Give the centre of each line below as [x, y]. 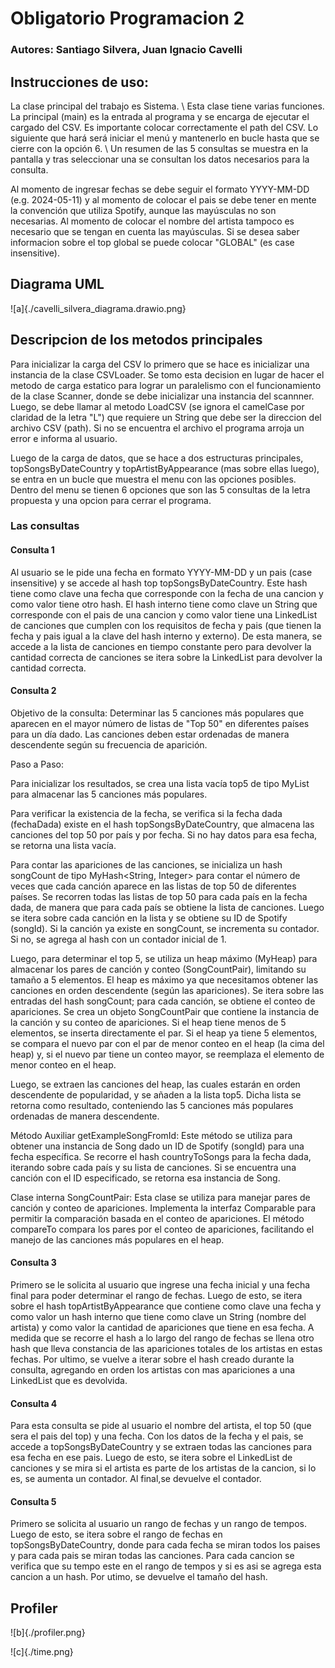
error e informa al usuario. [64, 438]
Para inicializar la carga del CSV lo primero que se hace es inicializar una [160, 364]
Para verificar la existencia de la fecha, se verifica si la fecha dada [146, 813]
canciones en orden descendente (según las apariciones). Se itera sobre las [167, 990]
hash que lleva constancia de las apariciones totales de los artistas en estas [166, 1349]
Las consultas [45, 526]
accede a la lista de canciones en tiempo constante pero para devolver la [161, 646]
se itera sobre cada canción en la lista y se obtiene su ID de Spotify [149, 918]
